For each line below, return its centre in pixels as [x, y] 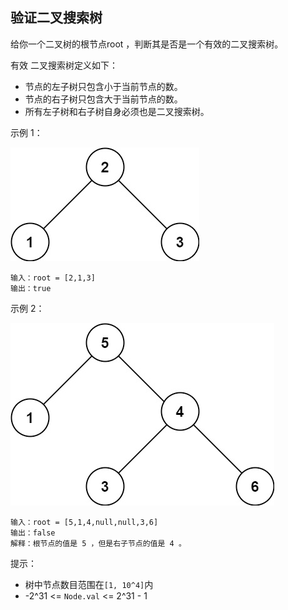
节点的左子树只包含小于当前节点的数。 [103, 86]
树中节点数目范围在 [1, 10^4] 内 [89, 584]
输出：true [31, 288]
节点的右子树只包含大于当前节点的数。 [103, 99]
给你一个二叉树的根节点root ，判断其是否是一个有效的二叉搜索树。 [147, 44]
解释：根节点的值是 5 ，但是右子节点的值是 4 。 [98, 543]
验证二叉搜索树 [56, 18]
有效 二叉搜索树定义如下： [64, 65]
